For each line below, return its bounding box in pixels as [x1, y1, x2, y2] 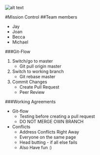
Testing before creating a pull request [19, 113, 95, 119]
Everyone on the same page [19, 134, 77, 140]
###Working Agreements [5, 99, 56, 105]
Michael [12, 39, 28, 45]
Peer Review [19, 89, 45, 95]
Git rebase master [19, 74, 56, 79]
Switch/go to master [12, 58, 53, 64]
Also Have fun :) [19, 145, 52, 150]
